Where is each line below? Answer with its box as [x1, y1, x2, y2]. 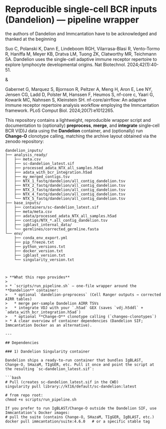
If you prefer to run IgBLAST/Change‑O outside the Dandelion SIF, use [5, 406, 157, 411]
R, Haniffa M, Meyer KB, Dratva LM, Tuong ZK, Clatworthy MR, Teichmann [5, 51, 157, 57]
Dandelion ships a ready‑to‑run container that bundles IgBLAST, [5, 358, 143, 363]
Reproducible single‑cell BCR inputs [5, 3, 158, 15]
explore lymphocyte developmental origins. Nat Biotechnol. [5, 61, 126, 67]
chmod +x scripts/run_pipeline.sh [5, 397, 77, 402]
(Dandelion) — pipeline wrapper [5, 14, 139, 25]
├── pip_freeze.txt [14, 240, 55, 245]
